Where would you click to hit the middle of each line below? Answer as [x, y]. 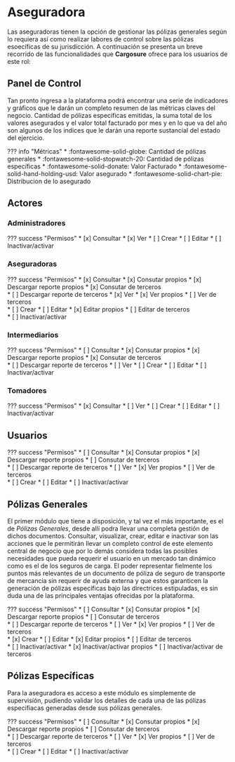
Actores [25, 203]
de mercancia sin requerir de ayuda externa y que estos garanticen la [108, 580]
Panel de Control [45, 84]
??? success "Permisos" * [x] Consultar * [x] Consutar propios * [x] [105, 279]
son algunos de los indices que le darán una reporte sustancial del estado [114, 130]
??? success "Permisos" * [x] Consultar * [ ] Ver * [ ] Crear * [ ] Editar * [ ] [114, 406]
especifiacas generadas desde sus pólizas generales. [85, 708]
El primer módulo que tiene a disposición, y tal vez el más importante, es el [115, 521]
